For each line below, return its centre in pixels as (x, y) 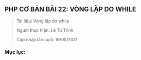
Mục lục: (15, 52)
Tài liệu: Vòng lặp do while (43, 21)
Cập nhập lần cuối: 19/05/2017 (47, 39)
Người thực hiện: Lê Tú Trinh (45, 30)
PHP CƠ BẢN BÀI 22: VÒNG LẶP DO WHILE (70, 9)
